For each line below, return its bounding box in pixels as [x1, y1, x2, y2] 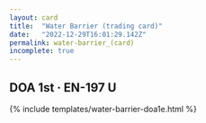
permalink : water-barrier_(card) [9, 38, 135, 48]
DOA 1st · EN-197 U [9, 80, 117, 95]
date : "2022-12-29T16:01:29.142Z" [9, 30, 147, 39]
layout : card [9, 13, 58, 22]
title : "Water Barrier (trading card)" [9, 22, 164, 31]
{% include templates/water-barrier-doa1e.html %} [9, 103, 198, 114]
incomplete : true [9, 47, 75, 56]
